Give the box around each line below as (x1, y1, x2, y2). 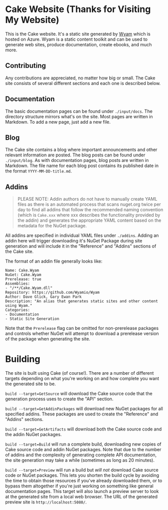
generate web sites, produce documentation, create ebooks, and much (5, 41, 152, 47)
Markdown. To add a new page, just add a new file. (5, 119, 111, 125)
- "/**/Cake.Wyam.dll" (5, 286, 53, 291)
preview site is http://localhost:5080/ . (5, 499, 87, 505)
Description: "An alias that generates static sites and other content (5, 299, 158, 304)
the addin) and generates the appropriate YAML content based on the (17, 217, 161, 223)
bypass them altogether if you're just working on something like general (5, 483, 154, 489)
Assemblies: (5, 281, 30, 286)
